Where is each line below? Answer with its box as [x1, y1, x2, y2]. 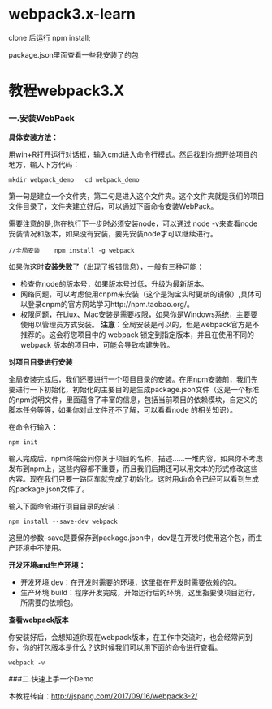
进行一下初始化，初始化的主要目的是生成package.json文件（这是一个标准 [15, 385, 260, 395]
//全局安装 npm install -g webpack [8, 247, 136, 255]
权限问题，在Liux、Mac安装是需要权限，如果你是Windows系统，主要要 [19, 309, 258, 319]
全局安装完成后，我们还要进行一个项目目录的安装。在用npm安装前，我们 [8, 374, 252, 384]
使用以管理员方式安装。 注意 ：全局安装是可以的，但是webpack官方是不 [19, 320, 260, 330]
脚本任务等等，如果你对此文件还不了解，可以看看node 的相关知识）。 [8, 405, 238, 415]
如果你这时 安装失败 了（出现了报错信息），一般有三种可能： [8, 262, 205, 272]
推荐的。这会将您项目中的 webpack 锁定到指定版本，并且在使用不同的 [19, 330, 254, 339]
